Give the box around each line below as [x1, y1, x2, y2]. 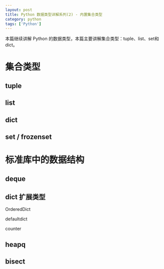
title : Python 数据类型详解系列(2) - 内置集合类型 [5, 12, 103, 17]
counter [5, 226, 22, 232]
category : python [5, 17, 42, 22]
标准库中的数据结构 [5, 154, 85, 166]
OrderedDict [5, 206, 31, 212]
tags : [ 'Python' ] [5, 21, 42, 27]
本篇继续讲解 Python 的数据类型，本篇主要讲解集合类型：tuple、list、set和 [5, 36, 159, 42]
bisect [5, 257, 26, 266]
